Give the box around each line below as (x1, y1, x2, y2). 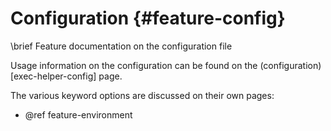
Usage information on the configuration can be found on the (10, 59, 258, 71)
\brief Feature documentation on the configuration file (10, 40, 233, 52)
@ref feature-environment (24, 108, 133, 121)
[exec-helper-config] (10, 70, 97, 82)
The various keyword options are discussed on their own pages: (10, 89, 275, 101)
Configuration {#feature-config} (10, 7, 286, 30)
